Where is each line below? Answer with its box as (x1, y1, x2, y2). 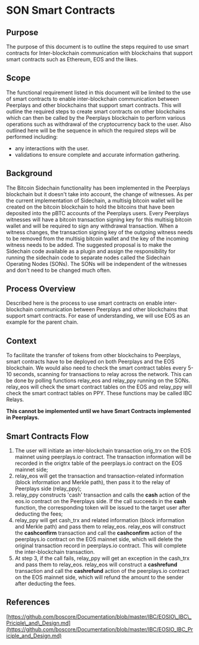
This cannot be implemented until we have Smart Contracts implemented (6, 408, 191, 415)
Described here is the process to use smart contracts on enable (6, 299, 163, 307)
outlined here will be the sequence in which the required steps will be (6, 126, 176, 134)
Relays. (6, 396, 24, 403)
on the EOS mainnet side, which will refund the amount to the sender (14, 573, 184, 581)
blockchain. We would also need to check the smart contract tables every (6, 364, 186, 371)
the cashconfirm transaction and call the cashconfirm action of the (14, 529, 182, 537)
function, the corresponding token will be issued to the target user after (14, 504, 191, 511)
